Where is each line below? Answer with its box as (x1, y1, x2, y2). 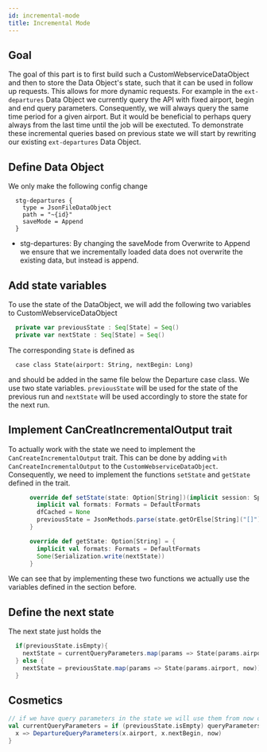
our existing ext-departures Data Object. (8, 137, 141, 147)
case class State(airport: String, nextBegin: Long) (15, 360, 194, 368)
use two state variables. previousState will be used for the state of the (8, 383, 238, 392)
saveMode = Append (22, 218, 83, 226)
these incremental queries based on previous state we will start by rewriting (8, 129, 257, 138)
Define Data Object (8, 160, 105, 173)
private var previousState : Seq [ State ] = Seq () (15, 323, 180, 331)
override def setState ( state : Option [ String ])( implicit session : (29, 493, 250, 501)
